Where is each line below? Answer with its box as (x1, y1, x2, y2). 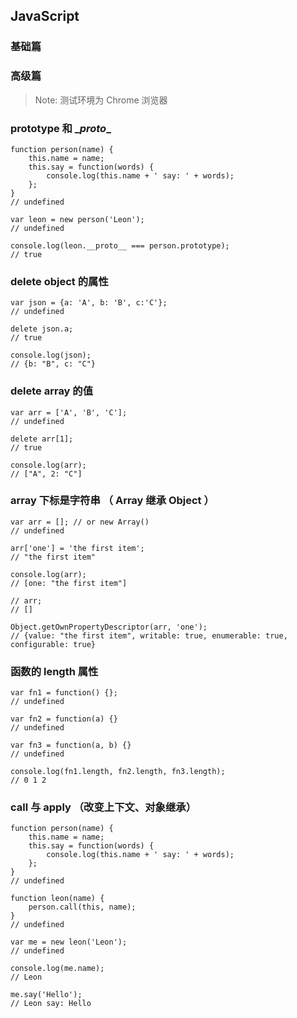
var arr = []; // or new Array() (10, 517, 150, 527)
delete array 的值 (10, 384, 94, 398)
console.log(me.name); (10, 964, 105, 974)
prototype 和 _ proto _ (10, 121, 112, 135)
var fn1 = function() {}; (10, 688, 118, 698)
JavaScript (10, 8, 80, 25)
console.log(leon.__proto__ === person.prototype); (10, 240, 230, 251)
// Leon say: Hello (10, 999, 92, 1009)
